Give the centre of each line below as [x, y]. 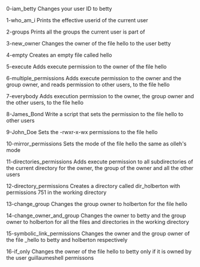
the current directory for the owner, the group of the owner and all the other [100, 168]
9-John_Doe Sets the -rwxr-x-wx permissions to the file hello [82, 132]
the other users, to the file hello [45, 102]
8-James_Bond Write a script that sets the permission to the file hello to [95, 114]
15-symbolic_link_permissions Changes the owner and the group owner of [98, 233]
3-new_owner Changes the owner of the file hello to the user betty [89, 43]
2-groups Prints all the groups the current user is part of [76, 32]
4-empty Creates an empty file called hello [59, 55]
